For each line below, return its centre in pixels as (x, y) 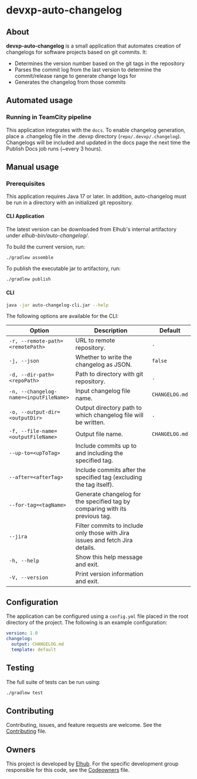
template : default (34, 650)
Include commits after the (111, 470)
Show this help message (109, 557)
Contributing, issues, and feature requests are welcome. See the (84, 725)
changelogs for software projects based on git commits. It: (77, 52)
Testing (20, 668)
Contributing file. (26, 731)
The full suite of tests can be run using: (53, 682)
